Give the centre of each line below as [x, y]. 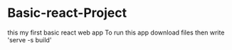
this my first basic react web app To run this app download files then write [116, 32]
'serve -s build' [30, 39]
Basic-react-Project [67, 13]
